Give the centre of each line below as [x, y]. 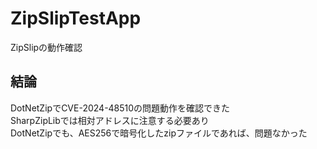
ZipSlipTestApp [76, 18]
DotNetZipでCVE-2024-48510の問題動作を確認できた [120, 108]
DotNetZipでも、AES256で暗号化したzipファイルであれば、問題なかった [159, 133]
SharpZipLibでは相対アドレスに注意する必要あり [110, 120]
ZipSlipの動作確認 [46, 47]
